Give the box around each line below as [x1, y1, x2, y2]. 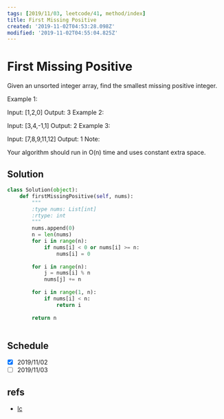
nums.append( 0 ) [32, 225, 76, 232]
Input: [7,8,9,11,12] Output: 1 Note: [7, 135, 100, 143]
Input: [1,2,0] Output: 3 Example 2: [7, 108, 104, 117]
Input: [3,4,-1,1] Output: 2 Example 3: [7, 122, 111, 130]
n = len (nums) [32, 231, 72, 238]
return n [32, 314, 57, 321]
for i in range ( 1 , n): [32, 289, 97, 296]
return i [56, 301, 81, 308]
